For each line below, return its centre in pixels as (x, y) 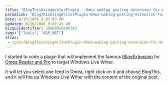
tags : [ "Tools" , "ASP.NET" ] (34, 33)
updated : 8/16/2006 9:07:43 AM (38, 24)
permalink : (16, 14)
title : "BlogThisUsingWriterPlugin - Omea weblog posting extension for (82, 10)
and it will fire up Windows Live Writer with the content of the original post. (82, 77)
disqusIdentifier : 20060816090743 (41, 28)
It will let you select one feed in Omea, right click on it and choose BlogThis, (83, 71)
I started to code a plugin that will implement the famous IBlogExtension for (82, 56)
